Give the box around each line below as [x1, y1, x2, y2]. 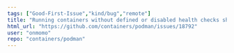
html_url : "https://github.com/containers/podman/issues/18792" [7, 23, 198, 30]
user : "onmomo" [7, 29, 52, 36]
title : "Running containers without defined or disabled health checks [7, 17, 219, 23]
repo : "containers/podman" [7, 36, 86, 43]
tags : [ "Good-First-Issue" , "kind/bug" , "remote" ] [7, 10, 151, 17]
